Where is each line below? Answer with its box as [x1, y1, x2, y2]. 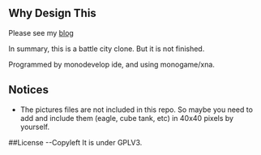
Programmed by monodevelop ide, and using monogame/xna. [8, 59, 215, 69]
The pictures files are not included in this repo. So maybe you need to [19, 105, 254, 114]
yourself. [19, 122, 50, 131]
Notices [8, 83, 49, 97]
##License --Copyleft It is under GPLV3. [8, 137, 143, 147]
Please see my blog [8, 28, 75, 37]
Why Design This [8, 6, 97, 20]
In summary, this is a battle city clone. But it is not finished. [8, 44, 205, 54]
